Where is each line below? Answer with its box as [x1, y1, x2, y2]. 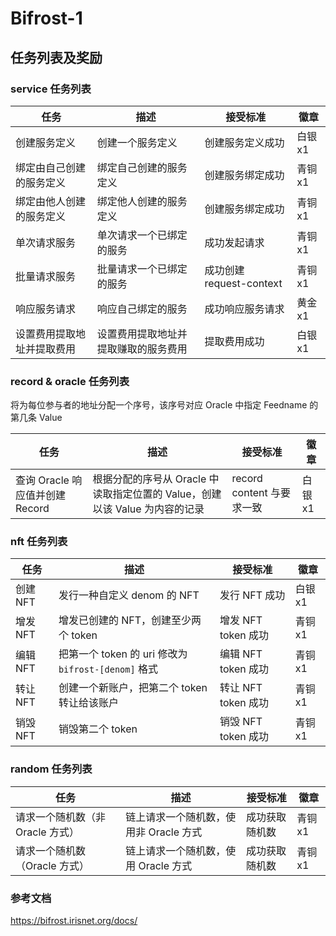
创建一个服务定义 [96, 135, 178, 149]
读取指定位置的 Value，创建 [92, 487, 222, 501]
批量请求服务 [15, 269, 77, 283]
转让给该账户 [58, 696, 119, 710]
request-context [204, 276, 283, 290]
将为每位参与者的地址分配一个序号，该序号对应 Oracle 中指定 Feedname [10, 399, 308, 411]
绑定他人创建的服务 [96, 194, 188, 208]
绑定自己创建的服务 [96, 160, 188, 174]
